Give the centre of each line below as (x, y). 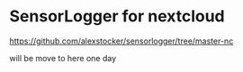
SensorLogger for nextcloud (117, 16)
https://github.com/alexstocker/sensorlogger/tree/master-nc (121, 41)
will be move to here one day (63, 58)
